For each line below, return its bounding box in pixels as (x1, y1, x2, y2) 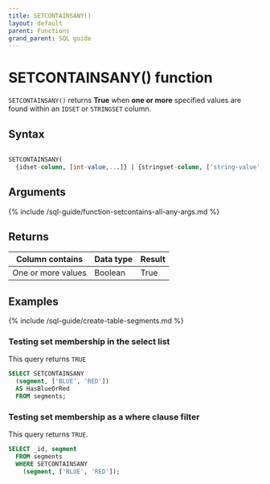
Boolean (94, 267, 126, 278)
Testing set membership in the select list (8, 336, 170, 347)
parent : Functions (8, 27, 70, 35)
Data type (94, 254, 133, 265)
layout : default (8, 19, 63, 27)
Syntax (8, 127, 45, 141)
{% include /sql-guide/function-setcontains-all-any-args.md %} (8, 207, 220, 216)
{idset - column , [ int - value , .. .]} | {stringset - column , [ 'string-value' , (15, 162, 264, 171)
